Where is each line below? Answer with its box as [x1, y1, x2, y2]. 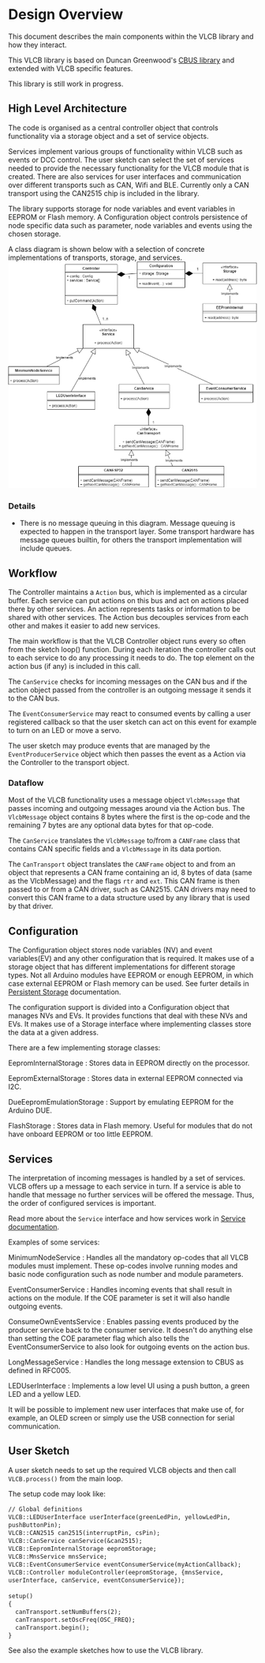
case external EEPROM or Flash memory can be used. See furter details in [8, 979, 250, 989]
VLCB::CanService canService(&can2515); [8, 1537, 144, 1545]
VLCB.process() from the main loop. [8, 1473, 124, 1483]
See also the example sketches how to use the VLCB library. [8, 1645, 203, 1655]
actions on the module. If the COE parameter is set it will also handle [8, 1293, 230, 1302]
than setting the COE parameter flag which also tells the [8, 1334, 190, 1343]
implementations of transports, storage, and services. [8, 253, 183, 262]
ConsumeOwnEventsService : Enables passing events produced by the [8, 1317, 239, 1326]
